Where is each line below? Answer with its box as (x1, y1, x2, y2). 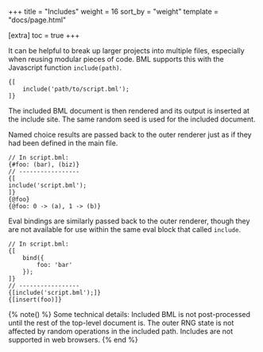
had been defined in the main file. (8, 138, 118, 148)
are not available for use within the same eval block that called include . (8, 225, 241, 234)
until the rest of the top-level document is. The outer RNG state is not (8, 318, 234, 327)
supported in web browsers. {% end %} (8, 335, 138, 344)
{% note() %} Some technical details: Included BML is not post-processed (8, 310, 251, 319)
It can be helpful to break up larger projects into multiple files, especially (8, 46, 245, 55)
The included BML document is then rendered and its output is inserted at (8, 106, 250, 115)
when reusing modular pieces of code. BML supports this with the (8, 55, 224, 64)
